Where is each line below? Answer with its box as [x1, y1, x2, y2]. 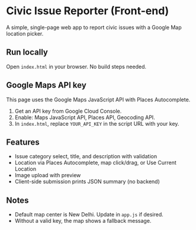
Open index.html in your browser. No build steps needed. [6, 63, 147, 70]
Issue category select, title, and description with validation [14, 153, 158, 160]
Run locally [6, 47, 49, 57]
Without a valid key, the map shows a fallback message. [14, 218, 152, 225]
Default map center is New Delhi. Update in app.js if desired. [14, 211, 164, 218]
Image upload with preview [14, 172, 81, 179]
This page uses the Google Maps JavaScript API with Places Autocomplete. [6, 96, 191, 103]
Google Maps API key [6, 80, 87, 90]
